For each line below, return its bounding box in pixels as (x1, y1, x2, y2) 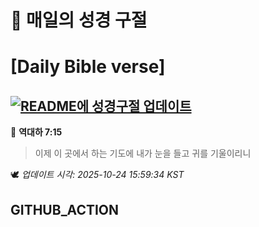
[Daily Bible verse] (10, 56, 166, 78)
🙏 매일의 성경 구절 (10, 9, 148, 32)
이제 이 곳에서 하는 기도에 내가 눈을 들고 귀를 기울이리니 (34, 147, 252, 160)
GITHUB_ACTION (10, 201, 120, 218)
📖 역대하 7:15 (10, 126, 63, 138)
